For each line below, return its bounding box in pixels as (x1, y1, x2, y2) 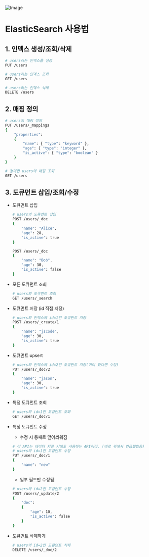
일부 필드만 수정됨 (19, 476, 54, 482)
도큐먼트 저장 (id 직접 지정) (12, 305, 64, 311)
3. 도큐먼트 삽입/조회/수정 (5, 188, 79, 197)
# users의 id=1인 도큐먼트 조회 (12, 409, 71, 414)
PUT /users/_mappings (5, 123, 50, 128)
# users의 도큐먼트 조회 (12, 291, 56, 296)
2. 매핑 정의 (5, 104, 38, 113)
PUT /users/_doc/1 (12, 453, 50, 458)
